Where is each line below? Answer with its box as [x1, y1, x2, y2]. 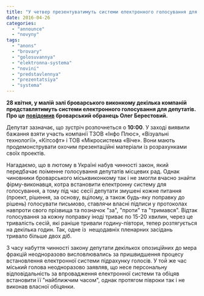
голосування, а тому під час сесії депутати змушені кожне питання [6, 187, 181, 194]
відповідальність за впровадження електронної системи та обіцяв [6, 270, 180, 277]
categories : [6, 20, 37, 26]
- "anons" [12, 43, 37, 49]
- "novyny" [12, 32, 40, 38]
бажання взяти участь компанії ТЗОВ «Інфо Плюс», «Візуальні [6, 130, 169, 137]
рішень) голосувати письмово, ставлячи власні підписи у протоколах [6, 200, 188, 207]
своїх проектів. [6, 150, 46, 157]
